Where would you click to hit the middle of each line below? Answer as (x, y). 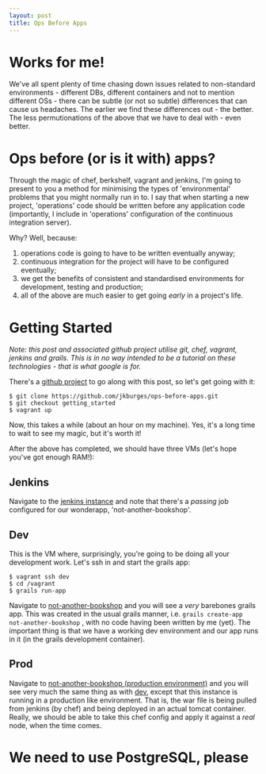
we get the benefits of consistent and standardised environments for (132, 279)
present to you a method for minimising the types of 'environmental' (120, 189)
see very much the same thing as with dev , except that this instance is (123, 691)
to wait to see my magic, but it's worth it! (75, 433)
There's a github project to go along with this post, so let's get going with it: (132, 382)
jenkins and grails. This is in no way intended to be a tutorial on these (122, 358)
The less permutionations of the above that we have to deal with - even (125, 118)
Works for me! (57, 62)
